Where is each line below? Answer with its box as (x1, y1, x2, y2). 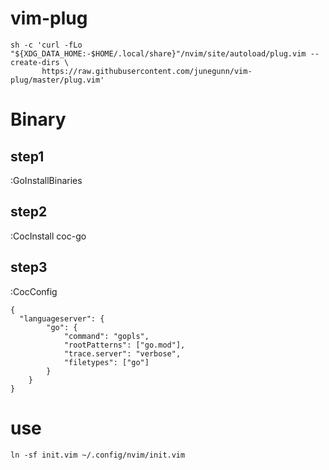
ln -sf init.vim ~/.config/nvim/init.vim (10, 450, 186, 460)
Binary (10, 108, 67, 131)
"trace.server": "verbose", (63, 348, 182, 359)
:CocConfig (10, 285, 58, 297)
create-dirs (10, 57, 60, 67)
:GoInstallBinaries (10, 174, 83, 186)
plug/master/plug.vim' (10, 75, 105, 85)
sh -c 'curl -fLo (10, 40, 83, 50)
